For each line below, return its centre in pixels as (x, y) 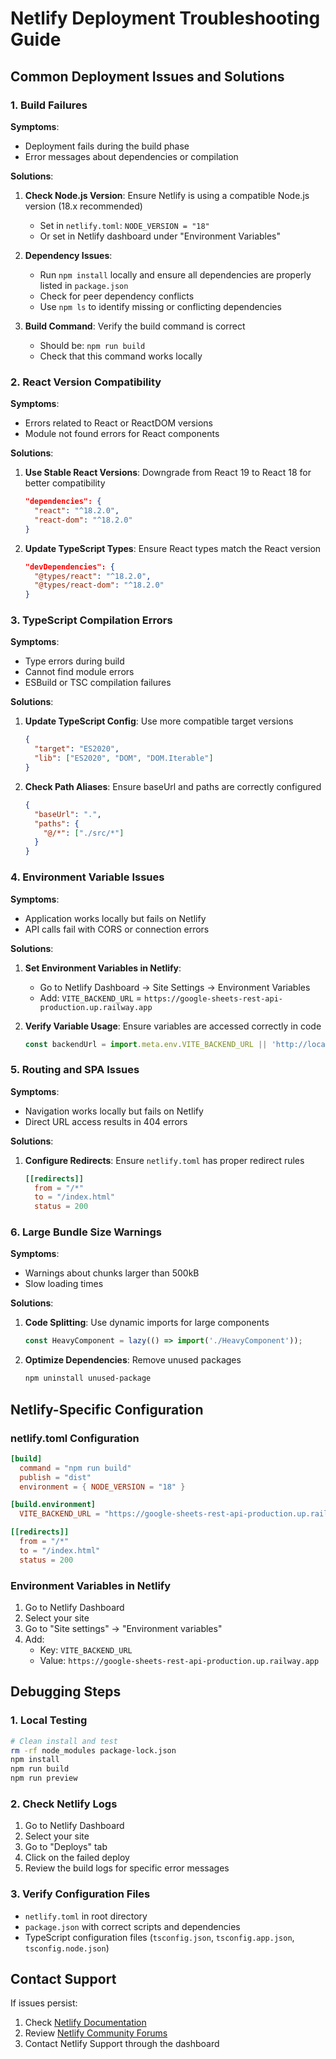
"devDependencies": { (69, 567)
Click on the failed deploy (77, 1858)
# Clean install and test (64, 1741)
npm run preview (44, 1778)
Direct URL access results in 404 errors (106, 1121)
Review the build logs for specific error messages (127, 1868)
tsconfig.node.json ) (67, 1948)
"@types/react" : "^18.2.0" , (93, 576)
